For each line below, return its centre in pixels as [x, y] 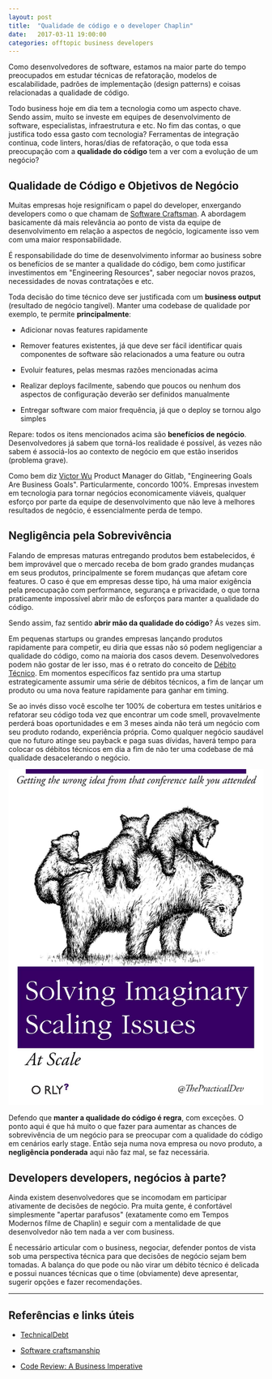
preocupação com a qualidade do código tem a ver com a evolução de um [134, 152]
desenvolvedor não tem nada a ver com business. [91, 1232]
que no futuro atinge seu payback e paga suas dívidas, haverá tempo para [132, 740]
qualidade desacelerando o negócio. [70, 758]
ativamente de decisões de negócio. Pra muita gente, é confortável [120, 1206]
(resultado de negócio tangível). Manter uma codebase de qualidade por [130, 306]
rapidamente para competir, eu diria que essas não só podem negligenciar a [136, 647]
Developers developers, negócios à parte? [117, 1177]
